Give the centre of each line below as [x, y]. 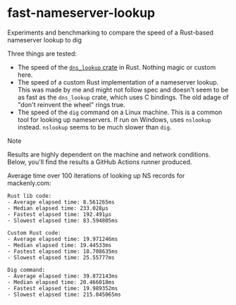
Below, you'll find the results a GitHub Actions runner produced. [100, 162]
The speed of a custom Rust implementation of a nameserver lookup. [118, 82]
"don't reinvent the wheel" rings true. [71, 104]
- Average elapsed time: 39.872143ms [63, 276]
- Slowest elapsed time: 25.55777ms [61, 257]
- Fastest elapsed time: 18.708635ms [63, 251]
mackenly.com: [29, 183]
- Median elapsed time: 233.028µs [58, 208]
